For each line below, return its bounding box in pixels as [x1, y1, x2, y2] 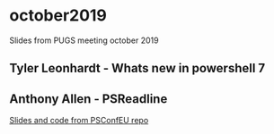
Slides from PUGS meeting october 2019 [9, 35, 159, 46]
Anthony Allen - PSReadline [9, 91, 168, 106]
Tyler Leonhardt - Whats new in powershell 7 [9, 61, 266, 76]
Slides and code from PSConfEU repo [9, 115, 149, 126]
